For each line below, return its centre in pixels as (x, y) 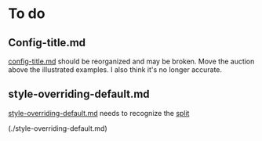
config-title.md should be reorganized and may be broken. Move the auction (131, 61)
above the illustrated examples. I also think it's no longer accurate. (115, 70)
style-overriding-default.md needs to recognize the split (99, 113)
